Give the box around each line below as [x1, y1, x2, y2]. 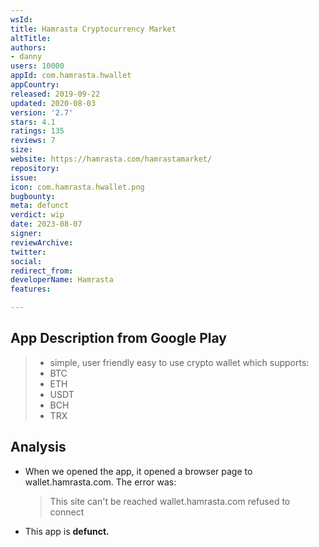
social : [10, 256, 43, 266]
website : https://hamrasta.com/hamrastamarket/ [10, 154, 213, 164]
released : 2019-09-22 [10, 89, 101, 99]
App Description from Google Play [10, 330, 227, 347]
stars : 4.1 [10, 117, 56, 127]
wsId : [10, 14, 33, 25]
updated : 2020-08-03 [10, 98, 97, 108]
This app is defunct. [24, 525, 110, 537]
